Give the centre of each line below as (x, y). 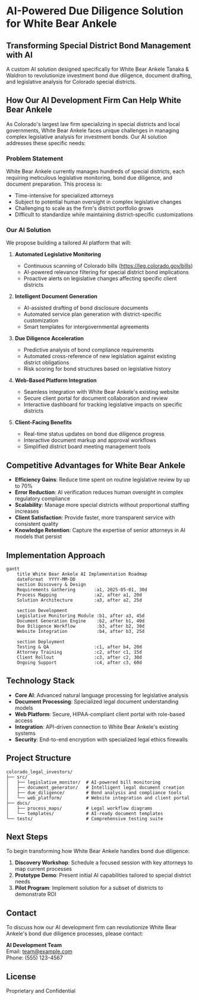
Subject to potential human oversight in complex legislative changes (98, 202)
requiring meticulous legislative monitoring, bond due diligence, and (89, 178)
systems (25, 733)
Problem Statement (35, 158)
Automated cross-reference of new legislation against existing (100, 356)
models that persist (38, 537)
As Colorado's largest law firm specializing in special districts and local (93, 124)
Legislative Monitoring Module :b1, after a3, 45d (81, 616)
